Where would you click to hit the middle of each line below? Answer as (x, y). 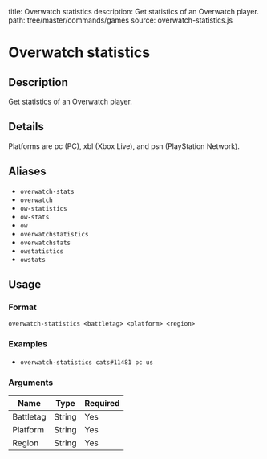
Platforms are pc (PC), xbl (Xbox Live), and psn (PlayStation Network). (124, 146)
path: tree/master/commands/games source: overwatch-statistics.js (121, 20)
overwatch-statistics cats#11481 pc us (87, 362)
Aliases (27, 172)
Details (26, 127)
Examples (28, 344)
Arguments (31, 383)
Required (102, 403)
